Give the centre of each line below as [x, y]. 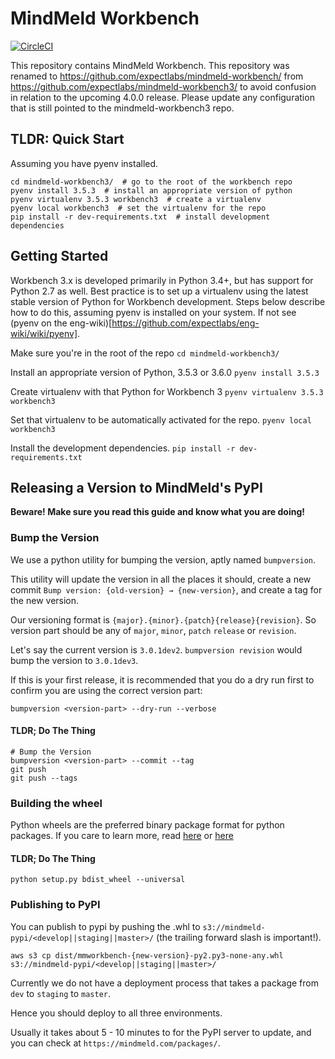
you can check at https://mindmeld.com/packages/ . [115, 1043]
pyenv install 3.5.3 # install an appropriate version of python [151, 190]
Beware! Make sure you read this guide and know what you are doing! [157, 512]
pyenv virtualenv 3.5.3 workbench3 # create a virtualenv [136, 199]
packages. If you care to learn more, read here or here [122, 836]
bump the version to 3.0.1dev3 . [74, 660]
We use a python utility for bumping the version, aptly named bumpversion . [163, 559]
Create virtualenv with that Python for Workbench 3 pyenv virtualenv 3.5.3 [167, 391]
